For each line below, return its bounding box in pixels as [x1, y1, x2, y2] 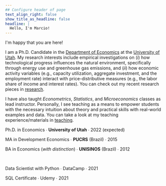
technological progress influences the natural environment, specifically [5, 60, 151, 66]
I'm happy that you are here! [5, 39, 63, 45]
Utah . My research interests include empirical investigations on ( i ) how [5, 54, 150, 60]
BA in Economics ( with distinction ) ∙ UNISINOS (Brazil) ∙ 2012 [5, 146, 130, 152]
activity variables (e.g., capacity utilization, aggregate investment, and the [5, 70, 157, 76]
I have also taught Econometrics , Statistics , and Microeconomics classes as [5, 96, 161, 102]
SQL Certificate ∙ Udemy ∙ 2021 [5, 175, 69, 181]
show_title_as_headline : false [5, 16, 70, 21]
